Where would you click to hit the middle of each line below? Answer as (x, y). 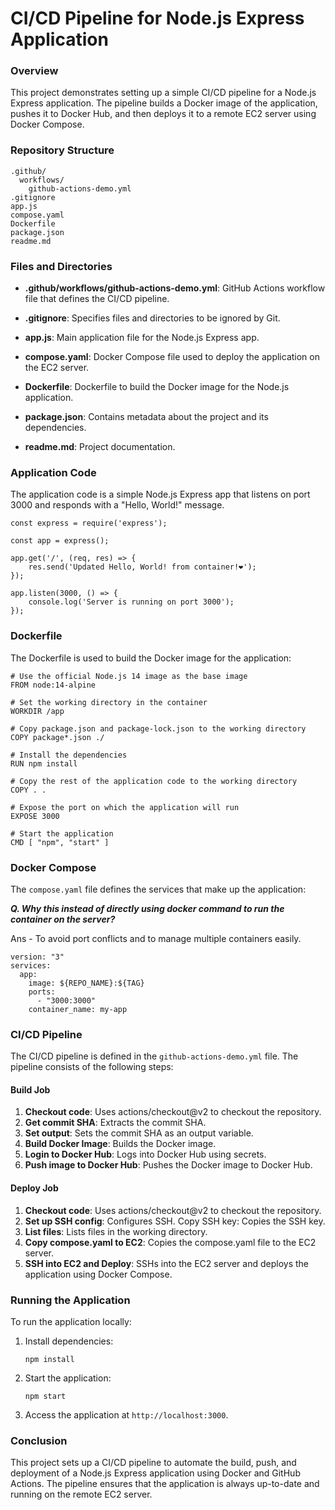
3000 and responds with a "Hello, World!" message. (117, 505)
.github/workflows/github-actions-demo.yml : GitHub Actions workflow (175, 288)
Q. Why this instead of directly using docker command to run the (147, 908)
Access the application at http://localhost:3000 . (126, 1414)
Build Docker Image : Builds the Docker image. (120, 1144)
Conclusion (39, 1440)
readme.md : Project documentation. (100, 447)
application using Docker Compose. (98, 1274)
